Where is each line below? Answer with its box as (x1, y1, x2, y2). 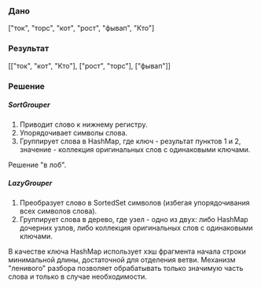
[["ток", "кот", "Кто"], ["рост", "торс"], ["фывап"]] (8, 61, 171, 70)
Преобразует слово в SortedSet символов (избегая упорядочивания (19, 198, 250, 208)
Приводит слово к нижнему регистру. (19, 120, 148, 129)
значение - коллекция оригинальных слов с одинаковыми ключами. (19, 145, 251, 154)
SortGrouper (8, 100, 50, 109)
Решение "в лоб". (8, 160, 67, 170)
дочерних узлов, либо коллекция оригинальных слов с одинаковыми (19, 223, 253, 233)
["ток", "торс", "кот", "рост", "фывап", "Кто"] (8, 24, 155, 33)
